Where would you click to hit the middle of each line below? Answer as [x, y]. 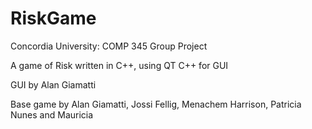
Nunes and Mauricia [52, 114]
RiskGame [53, 18]
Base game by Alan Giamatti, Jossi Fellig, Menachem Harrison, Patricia [156, 104]
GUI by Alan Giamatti [53, 84]
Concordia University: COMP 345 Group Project [109, 46]
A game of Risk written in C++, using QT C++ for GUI [119, 65]
